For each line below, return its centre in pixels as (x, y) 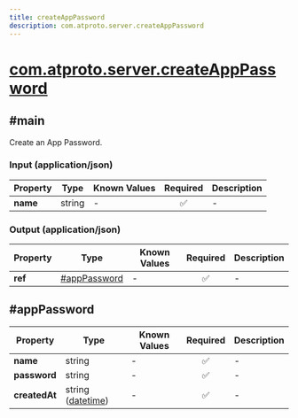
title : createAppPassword (57, 17)
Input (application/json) (61, 165)
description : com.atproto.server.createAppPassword (106, 26)
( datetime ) (87, 400)
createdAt (35, 395)
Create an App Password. (56, 142)
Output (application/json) (65, 229)
